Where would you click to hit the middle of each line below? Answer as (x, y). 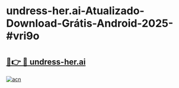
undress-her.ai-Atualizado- (75, 11)
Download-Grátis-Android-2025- (90, 23)
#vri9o (23, 36)
